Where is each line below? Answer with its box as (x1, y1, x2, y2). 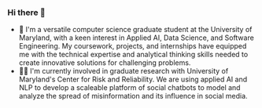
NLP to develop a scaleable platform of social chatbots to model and (18, 83, 241, 92)
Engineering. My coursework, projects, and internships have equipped (18, 41, 247, 51)
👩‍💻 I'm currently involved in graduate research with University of (18, 67, 229, 76)
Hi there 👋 (7, 7, 46, 18)
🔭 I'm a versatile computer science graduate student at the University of (18, 25, 253, 34)
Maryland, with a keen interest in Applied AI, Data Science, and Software (18, 33, 255, 42)
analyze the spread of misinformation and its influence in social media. (18, 92, 249, 101)
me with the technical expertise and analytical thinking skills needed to (18, 50, 249, 59)
